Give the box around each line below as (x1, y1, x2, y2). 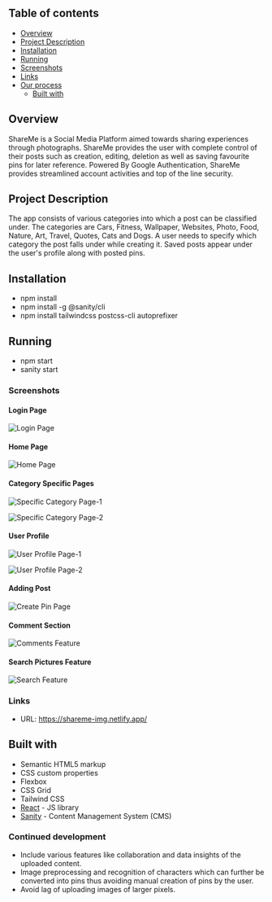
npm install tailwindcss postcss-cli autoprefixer (19, 311, 179, 321)
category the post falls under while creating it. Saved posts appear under (8, 239, 253, 249)
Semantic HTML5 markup (19, 759, 106, 768)
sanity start (19, 365, 58, 374)
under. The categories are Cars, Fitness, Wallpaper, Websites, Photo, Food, (8, 222, 260, 232)
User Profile (8, 531, 50, 541)
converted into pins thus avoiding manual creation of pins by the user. (19, 875, 254, 886)
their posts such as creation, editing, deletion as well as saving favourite (8, 151, 250, 161)
